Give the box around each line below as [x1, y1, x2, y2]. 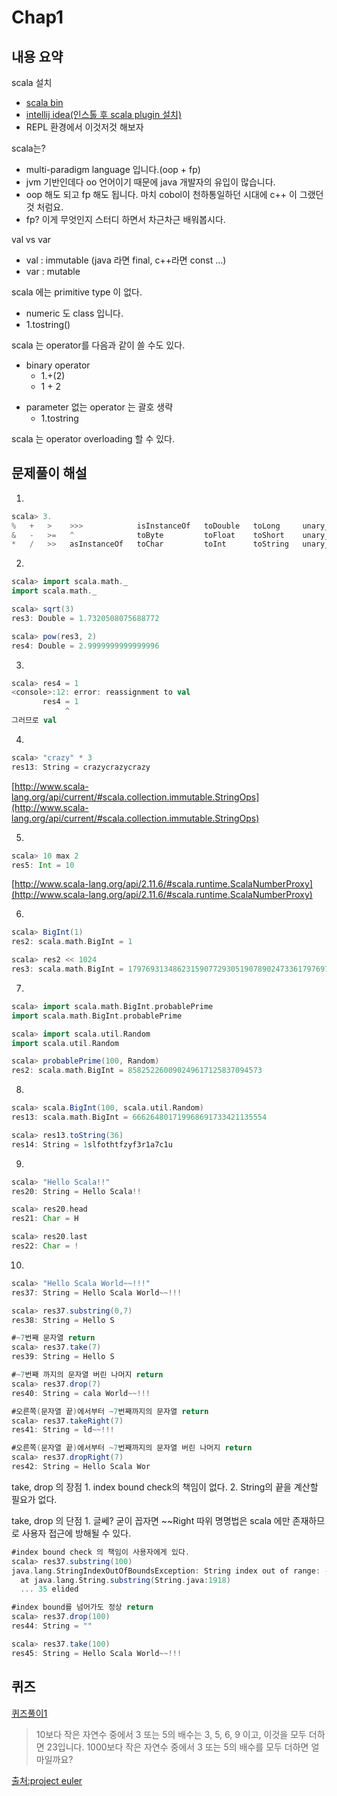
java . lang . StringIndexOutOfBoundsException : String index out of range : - [11, 1566, 330, 1576]
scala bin [25, 97, 64, 108]
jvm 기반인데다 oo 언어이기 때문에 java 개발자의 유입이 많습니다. [25, 176, 276, 188]
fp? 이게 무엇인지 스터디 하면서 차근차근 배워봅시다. [25, 214, 226, 225]
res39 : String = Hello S [11, 1352, 115, 1362]
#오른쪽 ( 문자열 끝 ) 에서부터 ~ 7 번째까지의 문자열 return [11, 1406, 209, 1416]
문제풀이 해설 [11, 465, 88, 482]
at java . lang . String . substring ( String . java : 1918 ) [20, 1575, 231, 1585]
